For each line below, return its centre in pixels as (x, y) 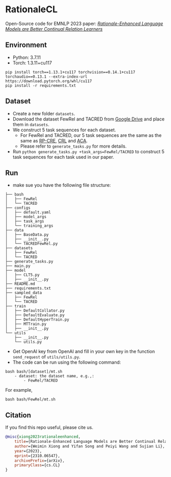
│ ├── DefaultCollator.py (35, 311)
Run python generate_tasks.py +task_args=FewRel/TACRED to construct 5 (88, 151)
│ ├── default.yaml (28, 212)
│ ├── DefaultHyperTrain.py (37, 320)
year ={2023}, (28, 451)
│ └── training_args (29, 226)
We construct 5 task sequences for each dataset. (64, 130)
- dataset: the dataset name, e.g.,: (54, 376)
